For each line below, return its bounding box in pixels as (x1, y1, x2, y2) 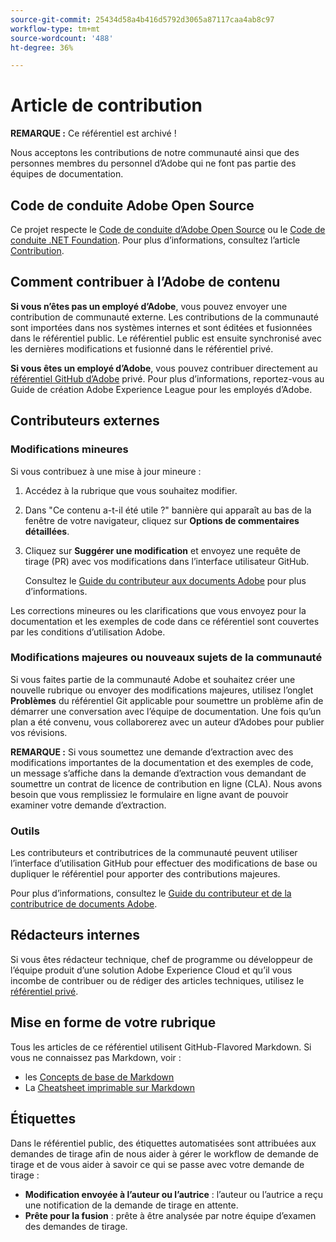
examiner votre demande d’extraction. (10, 799, 167, 811)
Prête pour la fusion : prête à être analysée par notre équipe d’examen (24, 1209, 317, 1221)
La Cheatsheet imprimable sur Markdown (24, 1081, 196, 1093)
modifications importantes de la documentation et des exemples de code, (10, 756, 314, 768)
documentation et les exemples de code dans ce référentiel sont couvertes (10, 615, 320, 627)
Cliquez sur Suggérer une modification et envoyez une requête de (24, 544, 301, 556)
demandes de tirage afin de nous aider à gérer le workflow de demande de (10, 1147, 319, 1160)
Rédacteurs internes (10, 927, 140, 944)
